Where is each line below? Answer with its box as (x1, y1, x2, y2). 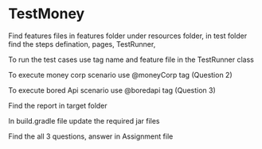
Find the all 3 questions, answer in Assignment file (8, 132, 174, 141)
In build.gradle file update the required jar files (8, 116, 160, 125)
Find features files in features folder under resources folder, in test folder (8, 31, 248, 40)
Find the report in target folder (8, 101, 108, 110)
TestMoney (8, 5, 85, 23)
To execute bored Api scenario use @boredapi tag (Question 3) (8, 85, 217, 95)
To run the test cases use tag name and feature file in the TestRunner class (8, 55, 255, 64)
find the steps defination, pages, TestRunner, (8, 39, 156, 48)
